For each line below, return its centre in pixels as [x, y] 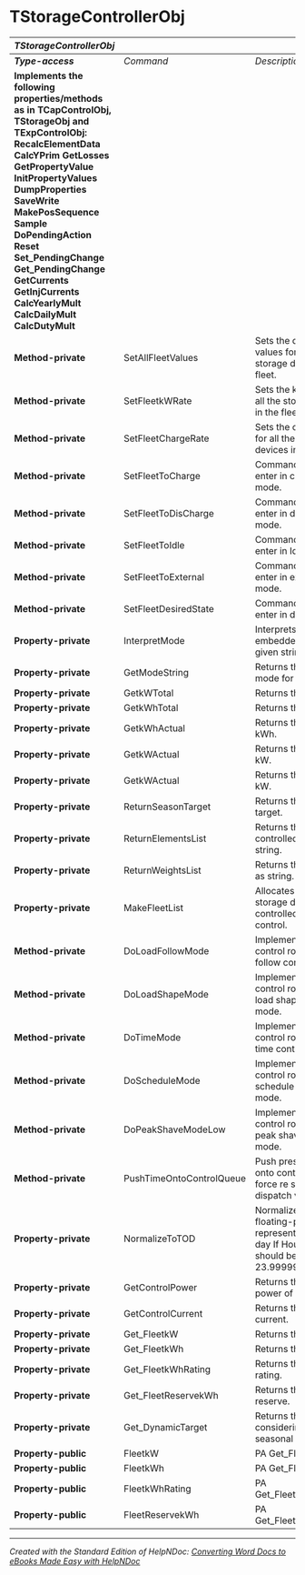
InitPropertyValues [56, 177]
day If [267, 1244]
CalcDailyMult [45, 314]
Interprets [275, 629]
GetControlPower [161, 1287]
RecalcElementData [58, 144]
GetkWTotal [149, 693]
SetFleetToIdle [154, 545]
